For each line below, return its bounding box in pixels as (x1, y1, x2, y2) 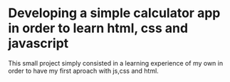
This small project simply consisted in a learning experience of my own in (8, 58, 224, 67)
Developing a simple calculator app (8, 5, 221, 21)
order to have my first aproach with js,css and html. (8, 66, 159, 75)
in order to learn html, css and (8, 20, 188, 36)
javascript (8, 36, 69, 51)
